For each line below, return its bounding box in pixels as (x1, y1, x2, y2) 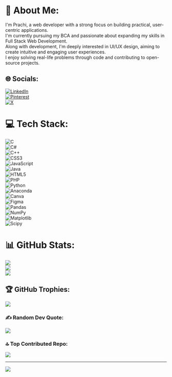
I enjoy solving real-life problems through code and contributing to (5, 54, 145, 61)
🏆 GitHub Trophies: (5, 285, 70, 294)
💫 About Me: (5, 5, 59, 16)
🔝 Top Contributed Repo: (5, 340, 68, 347)
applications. (21, 27, 49, 33)
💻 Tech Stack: (5, 118, 69, 130)
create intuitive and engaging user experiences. (5, 49, 106, 55)
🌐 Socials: (5, 74, 39, 84)
